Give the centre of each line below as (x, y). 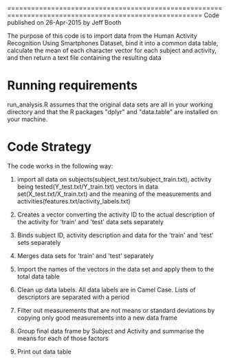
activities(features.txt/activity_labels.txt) (74, 201)
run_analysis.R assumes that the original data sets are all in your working (110, 105)
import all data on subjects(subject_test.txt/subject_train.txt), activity (114, 179)
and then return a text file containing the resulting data (84, 58)
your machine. (28, 119)
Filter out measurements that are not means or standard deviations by (116, 310)
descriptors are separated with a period (73, 297)
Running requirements (72, 86)
